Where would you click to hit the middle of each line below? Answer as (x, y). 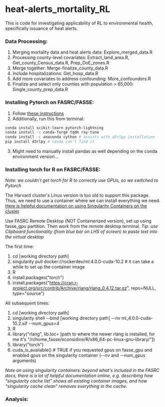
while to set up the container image (49, 267)
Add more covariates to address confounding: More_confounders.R (82, 79)
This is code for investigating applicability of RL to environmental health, (79, 23)
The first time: (19, 246)
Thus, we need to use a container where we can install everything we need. (83, 200)
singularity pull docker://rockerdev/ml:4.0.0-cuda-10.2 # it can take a (83, 261)
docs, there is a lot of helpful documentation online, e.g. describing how (79, 375)
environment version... (35, 156)
